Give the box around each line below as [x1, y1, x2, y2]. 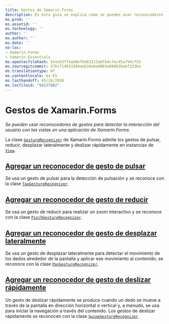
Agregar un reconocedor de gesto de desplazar [5, 229, 157, 237]
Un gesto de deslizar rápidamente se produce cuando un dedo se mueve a [5, 297, 161, 303]
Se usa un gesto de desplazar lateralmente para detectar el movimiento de [5, 250, 160, 256]
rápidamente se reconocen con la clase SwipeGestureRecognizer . [5, 313, 140, 319]
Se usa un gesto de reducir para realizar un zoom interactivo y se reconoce [5, 209, 162, 215]
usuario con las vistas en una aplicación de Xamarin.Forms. [5, 127, 131, 133]
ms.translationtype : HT [5, 69, 55, 74]
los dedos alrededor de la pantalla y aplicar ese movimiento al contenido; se [5, 256, 163, 261]
